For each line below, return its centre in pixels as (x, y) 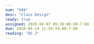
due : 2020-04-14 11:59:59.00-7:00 (42, 29)
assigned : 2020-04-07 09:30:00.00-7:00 (47, 24)
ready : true (18, 19)
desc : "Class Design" (28, 15)
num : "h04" (17, 10)
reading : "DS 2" (22, 33)
